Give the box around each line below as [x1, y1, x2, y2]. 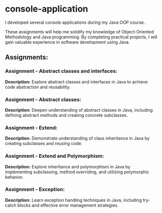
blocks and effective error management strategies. [17, 202, 119, 208]
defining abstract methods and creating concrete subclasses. [5, 112, 128, 118]
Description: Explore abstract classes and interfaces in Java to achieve [5, 79, 148, 84]
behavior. [5, 174, 24, 180]
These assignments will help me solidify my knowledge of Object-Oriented [5, 29, 154, 34]
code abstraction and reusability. [5, 84, 71, 90]
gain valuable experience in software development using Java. [5, 39, 130, 45]
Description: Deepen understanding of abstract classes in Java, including [5, 107, 153, 113]
